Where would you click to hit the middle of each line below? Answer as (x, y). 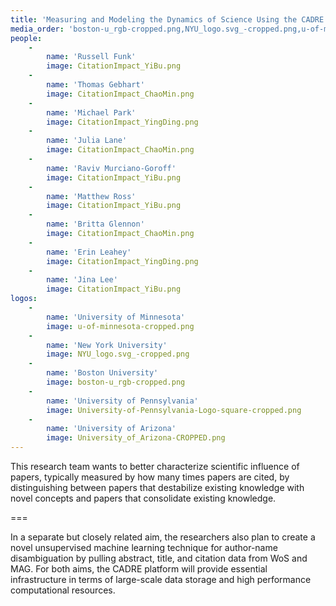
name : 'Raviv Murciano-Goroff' (111, 168)
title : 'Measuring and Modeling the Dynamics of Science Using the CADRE (167, 19)
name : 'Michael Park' (91, 112)
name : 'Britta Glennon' (95, 224)
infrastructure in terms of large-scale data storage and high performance (161, 579)
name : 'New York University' (107, 345)
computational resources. (63, 590)
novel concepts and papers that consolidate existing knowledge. (143, 498)
